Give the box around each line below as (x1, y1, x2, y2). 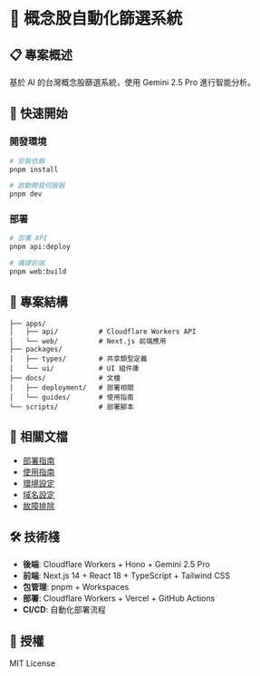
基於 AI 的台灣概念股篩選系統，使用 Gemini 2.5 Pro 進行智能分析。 (9, 77, 256, 87)
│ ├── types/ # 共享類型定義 (9, 354, 148, 363)
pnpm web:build (9, 267, 67, 276)
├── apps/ (9, 319, 47, 328)
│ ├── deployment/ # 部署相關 (9, 382, 134, 392)
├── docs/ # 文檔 (9, 373, 120, 382)
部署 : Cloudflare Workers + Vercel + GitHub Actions (22, 593, 216, 604)
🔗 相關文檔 (9, 430, 68, 445)
